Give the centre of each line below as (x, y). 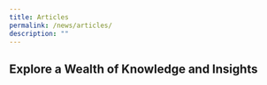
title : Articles (39, 17)
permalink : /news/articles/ (61, 25)
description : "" (39, 33)
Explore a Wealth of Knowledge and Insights (133, 69)
